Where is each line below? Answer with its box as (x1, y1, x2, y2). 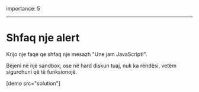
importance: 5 (6, 5, 40, 12)
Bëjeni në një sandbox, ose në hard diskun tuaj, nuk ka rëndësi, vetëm (6, 62, 176, 69)
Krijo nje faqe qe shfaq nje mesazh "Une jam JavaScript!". (6, 50, 147, 58)
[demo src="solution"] (6, 80, 61, 87)
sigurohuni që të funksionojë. (6, 68, 78, 75)
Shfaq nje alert (6, 31, 80, 45)
